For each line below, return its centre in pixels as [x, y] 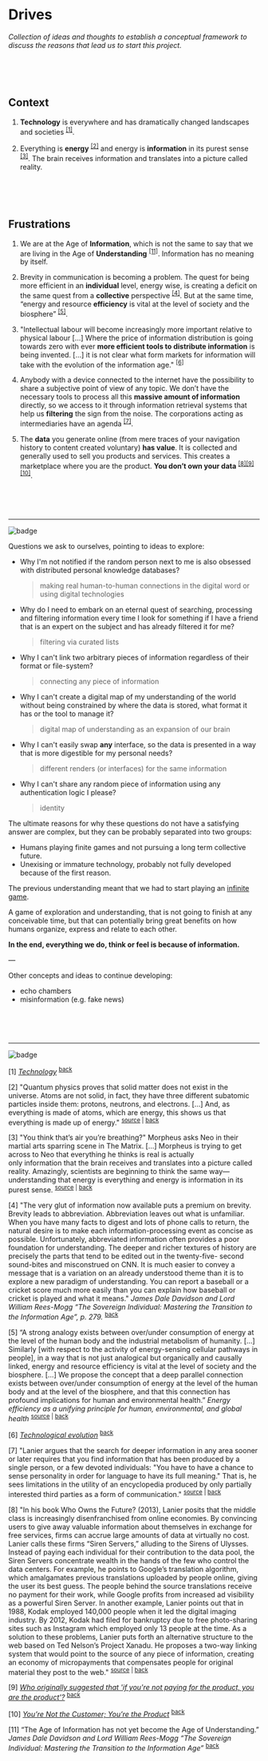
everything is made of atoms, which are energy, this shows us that [117, 1112]
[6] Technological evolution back [61, 1435]
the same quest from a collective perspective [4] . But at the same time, [136, 295]
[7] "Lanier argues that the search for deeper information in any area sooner [133, 1451]
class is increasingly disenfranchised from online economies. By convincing [133, 1518]
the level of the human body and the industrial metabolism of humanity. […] [132, 1341]
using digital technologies [82, 594]
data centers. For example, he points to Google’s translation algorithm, [124, 1569]
